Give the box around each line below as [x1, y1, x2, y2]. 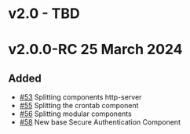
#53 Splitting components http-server [19, 92, 142, 102]
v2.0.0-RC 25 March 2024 [8, 41, 183, 59]
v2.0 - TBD [8, 5, 80, 23]
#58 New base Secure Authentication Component [19, 118, 181, 127]
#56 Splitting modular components [19, 109, 132, 118]
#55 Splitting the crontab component [19, 101, 139, 110]
